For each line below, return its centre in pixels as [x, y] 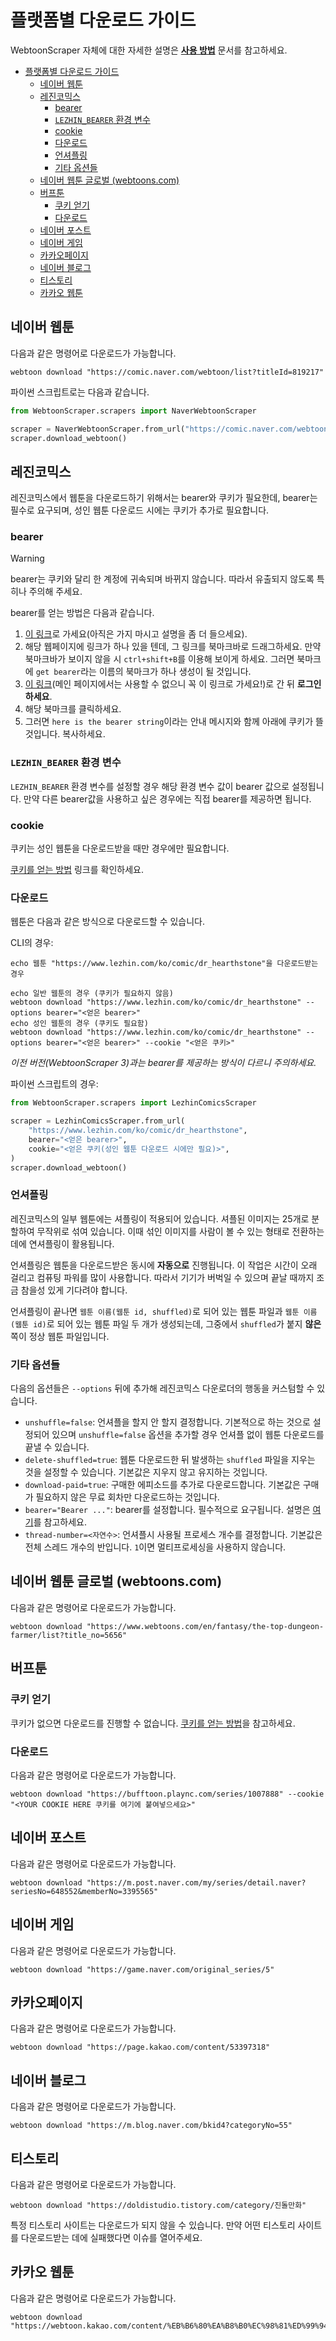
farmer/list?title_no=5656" [69, 1635]
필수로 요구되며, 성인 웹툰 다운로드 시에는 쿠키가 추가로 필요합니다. [140, 510]
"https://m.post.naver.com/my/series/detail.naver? [196, 1882]
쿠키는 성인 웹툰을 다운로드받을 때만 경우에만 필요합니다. [120, 848]
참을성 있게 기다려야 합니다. [74, 1290]
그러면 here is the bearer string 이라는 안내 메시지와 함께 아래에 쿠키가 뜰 [174, 722]
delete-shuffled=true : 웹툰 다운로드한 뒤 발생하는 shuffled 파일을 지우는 [170, 1460]
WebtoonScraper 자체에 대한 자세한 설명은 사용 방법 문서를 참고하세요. [149, 50]
